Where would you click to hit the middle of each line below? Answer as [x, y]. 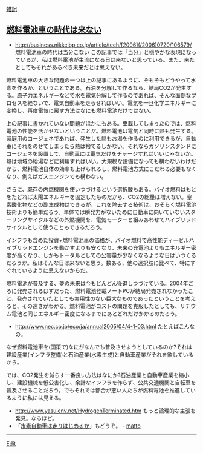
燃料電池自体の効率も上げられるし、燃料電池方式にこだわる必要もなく [109, 169]
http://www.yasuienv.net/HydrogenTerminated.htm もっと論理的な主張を [105, 411]
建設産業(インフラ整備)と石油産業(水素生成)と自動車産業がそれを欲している [100, 354]
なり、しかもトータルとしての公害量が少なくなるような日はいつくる [111, 255]
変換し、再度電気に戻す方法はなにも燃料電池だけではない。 [80, 110]
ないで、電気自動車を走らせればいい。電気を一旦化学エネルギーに [114, 102]
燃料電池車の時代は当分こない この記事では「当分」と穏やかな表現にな [103, 52]
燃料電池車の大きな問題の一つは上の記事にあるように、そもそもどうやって [99, 80]
